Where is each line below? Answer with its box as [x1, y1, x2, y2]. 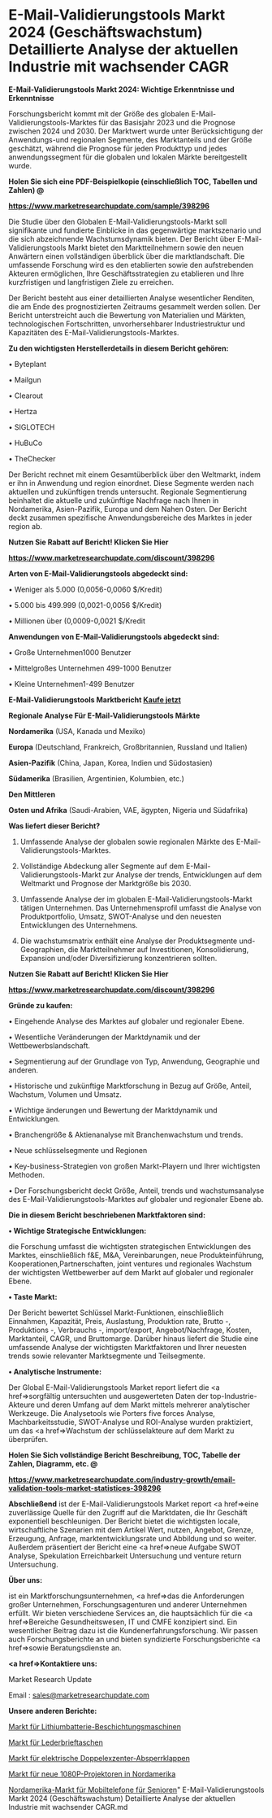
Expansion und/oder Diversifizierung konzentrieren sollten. [19, 953, 218, 963]
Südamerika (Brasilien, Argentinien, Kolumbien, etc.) [8, 773, 185, 783]
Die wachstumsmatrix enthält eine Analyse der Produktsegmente [19, 936, 238, 946]
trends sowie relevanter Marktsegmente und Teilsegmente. [8, 1351, 205, 1361]
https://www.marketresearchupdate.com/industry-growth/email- [8, 1475, 236, 1484]
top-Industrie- [209, 1391, 257, 1401]
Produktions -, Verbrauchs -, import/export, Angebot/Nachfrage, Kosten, [8, 1325, 252, 1335]
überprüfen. [8, 1434, 49, 1444]
